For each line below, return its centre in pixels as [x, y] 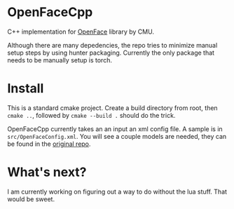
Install [26, 89]
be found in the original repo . [49, 144]
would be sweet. [31, 199]
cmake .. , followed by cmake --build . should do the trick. [91, 115]
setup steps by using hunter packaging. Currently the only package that [111, 53]
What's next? [47, 172]
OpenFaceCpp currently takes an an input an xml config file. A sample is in [115, 129]
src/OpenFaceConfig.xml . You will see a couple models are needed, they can [117, 136]
